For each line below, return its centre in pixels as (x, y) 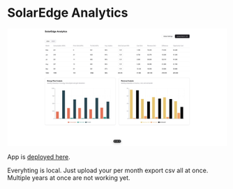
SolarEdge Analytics (68, 13)
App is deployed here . (39, 157)
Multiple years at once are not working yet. (69, 178)
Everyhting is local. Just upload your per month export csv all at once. (108, 171)
